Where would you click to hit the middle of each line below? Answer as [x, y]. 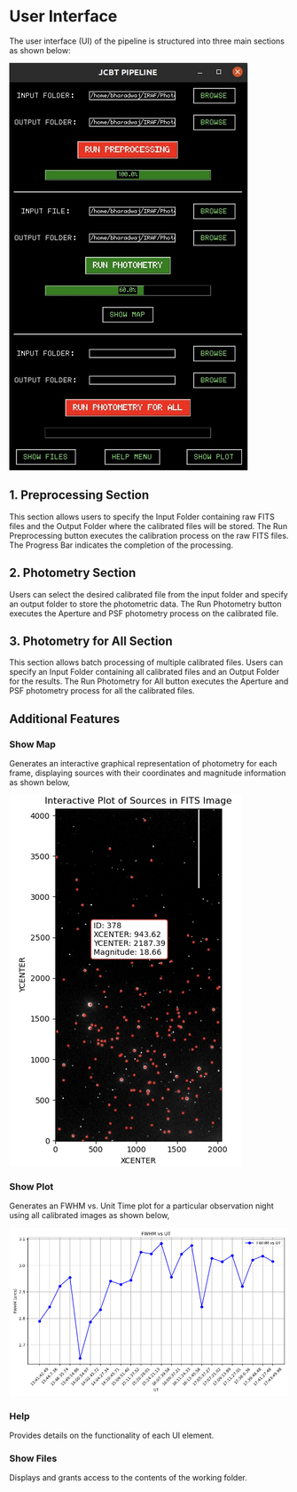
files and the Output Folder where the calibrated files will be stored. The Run [148, 525]
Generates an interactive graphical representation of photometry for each [143, 764]
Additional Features [65, 719]
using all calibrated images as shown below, [90, 1215]
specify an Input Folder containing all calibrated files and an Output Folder [145, 672]
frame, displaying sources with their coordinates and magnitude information [148, 773]
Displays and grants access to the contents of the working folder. [129, 1478]
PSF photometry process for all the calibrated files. [102, 691]
